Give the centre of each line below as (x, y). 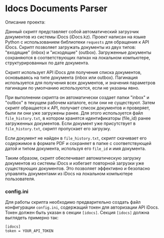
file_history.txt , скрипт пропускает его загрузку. (58, 128)
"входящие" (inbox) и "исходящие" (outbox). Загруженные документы (78, 52)
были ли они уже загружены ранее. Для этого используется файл (74, 113)
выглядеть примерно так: (32, 218)
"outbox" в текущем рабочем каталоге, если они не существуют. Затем (80, 102)
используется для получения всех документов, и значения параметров (80, 83)
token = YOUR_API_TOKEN (29, 231)
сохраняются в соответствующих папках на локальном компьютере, (78, 57)
